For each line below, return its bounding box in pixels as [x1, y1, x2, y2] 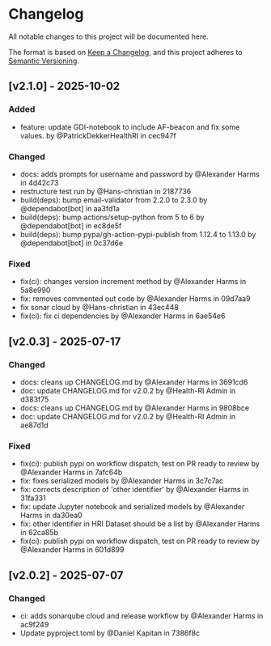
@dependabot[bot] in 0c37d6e [19, 238, 124, 248]
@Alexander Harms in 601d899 [19, 545, 125, 555]
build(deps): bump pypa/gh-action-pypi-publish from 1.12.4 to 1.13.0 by [19, 229, 256, 239]
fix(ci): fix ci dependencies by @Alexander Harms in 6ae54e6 [19, 311, 226, 321]
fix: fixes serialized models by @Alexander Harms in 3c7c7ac [19, 476, 224, 486]
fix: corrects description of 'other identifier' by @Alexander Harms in [19, 485, 249, 495]
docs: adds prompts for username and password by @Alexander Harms [19, 169, 260, 179]
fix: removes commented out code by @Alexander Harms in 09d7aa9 [19, 294, 251, 304]
